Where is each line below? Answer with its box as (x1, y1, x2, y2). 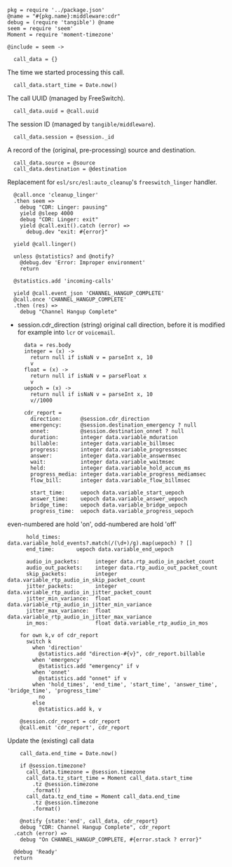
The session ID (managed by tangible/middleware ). (7, 120, 156, 128)
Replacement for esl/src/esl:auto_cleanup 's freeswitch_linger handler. (7, 178, 217, 186)
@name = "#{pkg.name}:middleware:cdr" (7, 13, 121, 20)
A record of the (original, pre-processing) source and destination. (7, 146, 196, 154)
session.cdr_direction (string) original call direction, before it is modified (17, 320, 226, 329)
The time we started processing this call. (7, 68, 125, 77)
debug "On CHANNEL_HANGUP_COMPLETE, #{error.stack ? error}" (20, 836, 202, 843)
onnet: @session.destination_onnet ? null (30, 428, 184, 435)
